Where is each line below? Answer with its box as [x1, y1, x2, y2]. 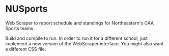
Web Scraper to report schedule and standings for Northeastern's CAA [5, 20, 154, 26]
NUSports [5, 3, 48, 15]
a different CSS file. [5, 46, 46, 52]
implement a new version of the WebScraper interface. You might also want [5, 40, 164, 46]
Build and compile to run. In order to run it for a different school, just [5, 35, 148, 41]
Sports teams [5, 25, 34, 31]
